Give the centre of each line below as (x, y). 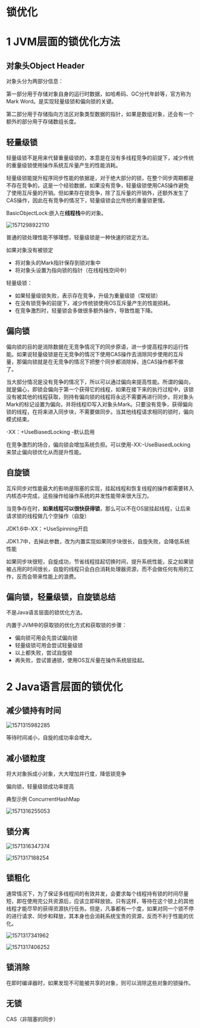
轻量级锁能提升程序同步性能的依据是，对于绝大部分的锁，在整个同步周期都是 (100, 178)
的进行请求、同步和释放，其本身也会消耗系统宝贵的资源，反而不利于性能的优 (100, 916)
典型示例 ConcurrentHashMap (43, 799)
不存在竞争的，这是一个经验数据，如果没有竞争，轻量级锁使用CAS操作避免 (98, 185)
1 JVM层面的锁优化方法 (63, 42)
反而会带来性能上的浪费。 (48, 576)
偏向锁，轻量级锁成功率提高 (40, 787)
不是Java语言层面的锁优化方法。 (46, 613)
